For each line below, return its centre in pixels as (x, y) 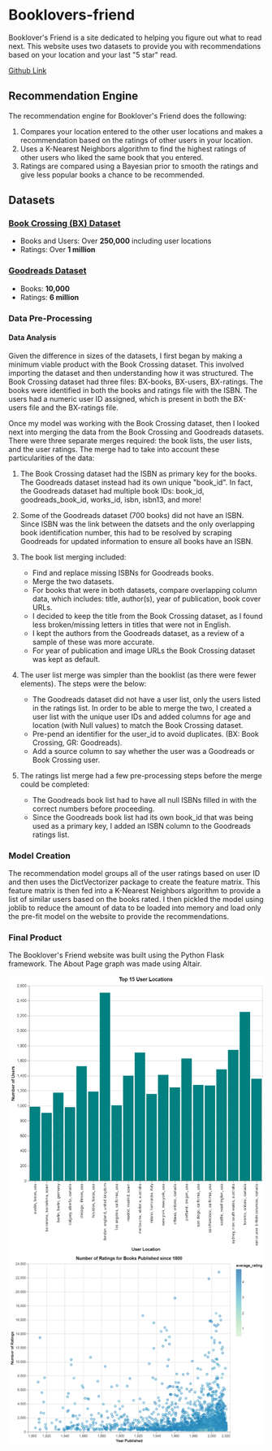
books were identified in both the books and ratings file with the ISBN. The (133, 390)
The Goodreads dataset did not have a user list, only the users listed (147, 699)
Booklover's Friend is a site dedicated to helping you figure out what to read (135, 37)
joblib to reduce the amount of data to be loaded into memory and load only (135, 908)
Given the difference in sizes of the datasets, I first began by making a (125, 355)
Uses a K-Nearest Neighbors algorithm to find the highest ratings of (133, 149)
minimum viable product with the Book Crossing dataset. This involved (126, 364)
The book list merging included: (73, 557)
